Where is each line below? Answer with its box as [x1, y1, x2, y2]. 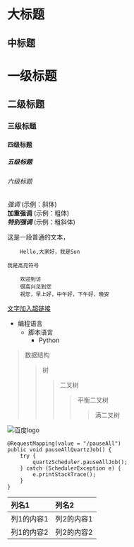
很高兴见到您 [20, 283, 51, 291]
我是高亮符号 [7, 262, 39, 269]
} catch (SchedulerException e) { [20, 465, 121, 472]
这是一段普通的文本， [7, 233, 69, 242]
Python [38, 336, 60, 344]
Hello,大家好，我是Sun [20, 249, 80, 256]
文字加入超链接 [7, 304, 51, 312]
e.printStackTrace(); [32, 471, 97, 478]
